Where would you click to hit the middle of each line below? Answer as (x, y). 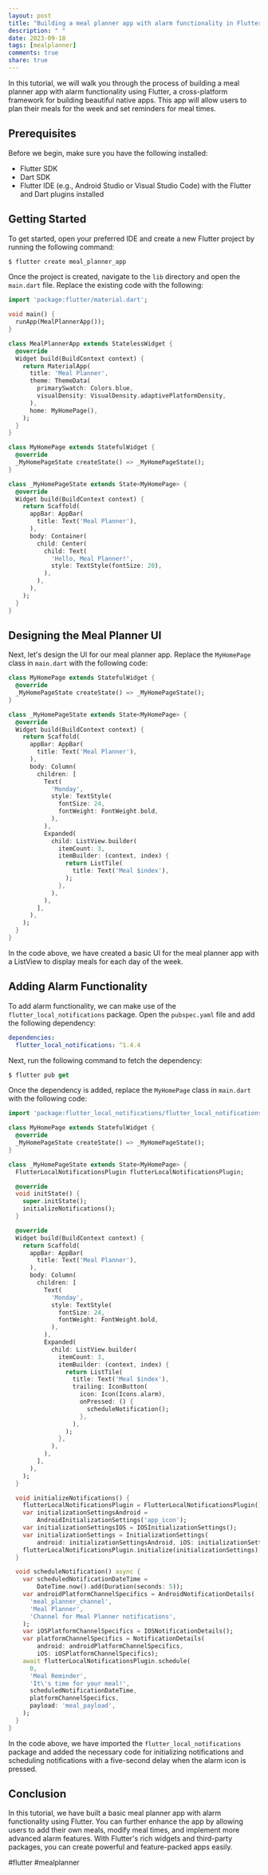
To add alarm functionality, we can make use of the (93, 1005)
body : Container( (58, 536)
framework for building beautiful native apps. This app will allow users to (128, 100)
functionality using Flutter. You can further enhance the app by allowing (126, 1821)
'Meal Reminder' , (58, 1676)
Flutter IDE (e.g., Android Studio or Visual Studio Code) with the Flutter (135, 186)
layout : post (30, 16)
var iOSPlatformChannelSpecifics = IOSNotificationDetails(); (128, 1631)
